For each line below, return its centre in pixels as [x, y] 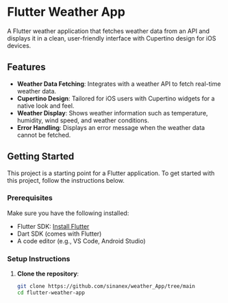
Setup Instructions [39, 258]
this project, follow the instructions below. [66, 180]
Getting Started [41, 156]
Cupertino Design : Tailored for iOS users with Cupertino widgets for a [116, 98]
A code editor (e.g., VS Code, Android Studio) [81, 240]
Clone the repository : [48, 274]
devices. [19, 45]
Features [26, 67]
